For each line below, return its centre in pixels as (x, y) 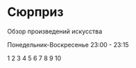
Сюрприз (35, 12)
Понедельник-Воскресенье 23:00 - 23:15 (68, 44)
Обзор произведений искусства (55, 31)
